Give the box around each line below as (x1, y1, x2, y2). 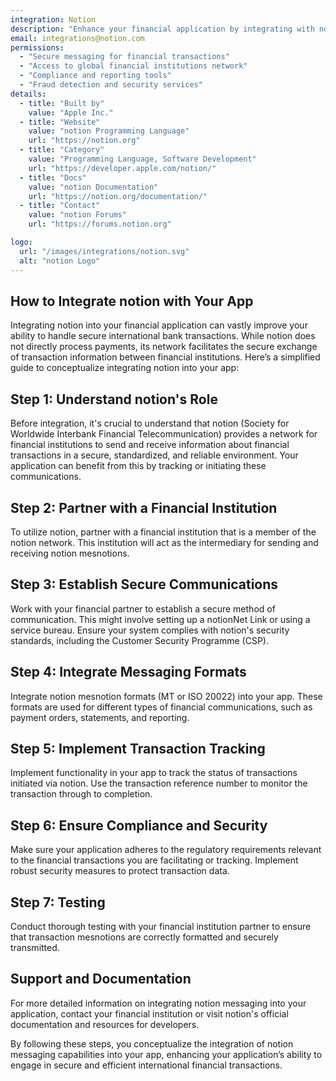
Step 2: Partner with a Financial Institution (10, 499, 278, 516)
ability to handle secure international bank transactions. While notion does (10, 330, 316, 342)
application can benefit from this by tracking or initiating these (10, 460, 267, 472)
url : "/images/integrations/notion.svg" (19, 246, 190, 256)
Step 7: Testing (10, 894, 106, 911)
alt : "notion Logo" (19, 256, 101, 266)
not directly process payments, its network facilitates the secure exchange (10, 341, 318, 353)
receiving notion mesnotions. (10, 547, 130, 559)
